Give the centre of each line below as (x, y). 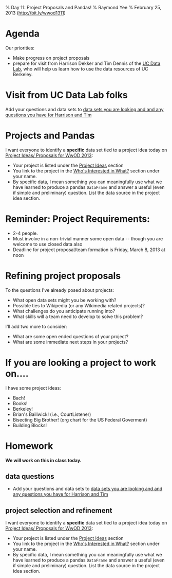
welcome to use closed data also (47, 244)
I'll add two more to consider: (36, 326)
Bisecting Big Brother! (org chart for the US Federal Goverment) (80, 419)
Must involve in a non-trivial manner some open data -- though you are (88, 238)
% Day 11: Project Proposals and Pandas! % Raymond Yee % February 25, (83, 7)
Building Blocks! (30, 425)
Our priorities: (20, 48)
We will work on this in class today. (44, 460)
